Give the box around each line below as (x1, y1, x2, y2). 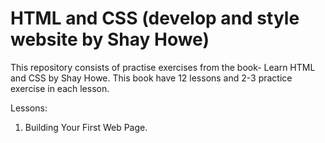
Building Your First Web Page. (24, 121, 148, 133)
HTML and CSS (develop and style (10, 7, 300, 30)
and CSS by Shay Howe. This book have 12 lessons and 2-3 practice (10, 72, 293, 84)
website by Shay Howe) (10, 28, 210, 51)
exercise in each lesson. (10, 82, 110, 94)
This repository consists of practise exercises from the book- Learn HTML (10, 61, 316, 73)
